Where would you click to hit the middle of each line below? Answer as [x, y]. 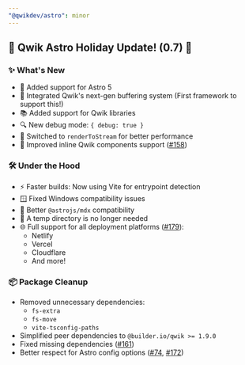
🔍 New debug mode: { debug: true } [81, 125]
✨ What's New [37, 70]
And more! [48, 260]
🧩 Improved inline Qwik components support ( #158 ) [103, 145]
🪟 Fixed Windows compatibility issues [82, 198]
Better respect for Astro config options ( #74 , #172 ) [102, 352]
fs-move [44, 319]
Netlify [42, 235]
